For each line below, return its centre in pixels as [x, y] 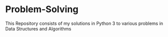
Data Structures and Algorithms [38, 28]
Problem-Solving [42, 9]
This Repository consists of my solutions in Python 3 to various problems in [84, 23]
